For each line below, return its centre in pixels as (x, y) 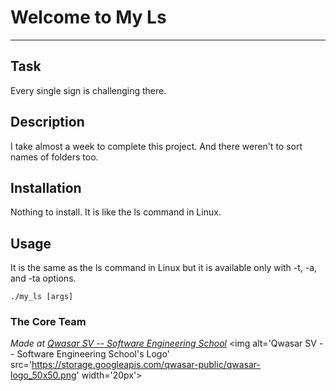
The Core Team (48, 322)
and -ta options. (43, 278)
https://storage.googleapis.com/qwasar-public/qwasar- (146, 365)
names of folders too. (54, 157)
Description (47, 122)
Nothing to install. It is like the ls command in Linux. (116, 212)
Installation (46, 187)
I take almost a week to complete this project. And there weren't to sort (156, 146)
